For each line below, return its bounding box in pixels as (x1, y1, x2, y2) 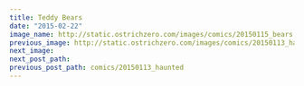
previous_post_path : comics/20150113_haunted (9, 64, 184, 73)
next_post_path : (9, 55, 71, 64)
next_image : (9, 47, 54, 56)
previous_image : (9, 38, 71, 47)
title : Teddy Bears (9, 13, 83, 22)
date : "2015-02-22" (9, 21, 83, 30)
